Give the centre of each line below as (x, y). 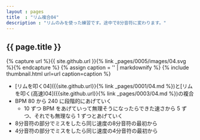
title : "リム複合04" (33, 17)
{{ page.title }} (34, 47)
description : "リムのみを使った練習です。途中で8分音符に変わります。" (86, 23)
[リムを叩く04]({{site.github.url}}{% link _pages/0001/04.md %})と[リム (104, 86)
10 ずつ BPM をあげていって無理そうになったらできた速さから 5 (102, 108)
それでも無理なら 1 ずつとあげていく (79, 116)
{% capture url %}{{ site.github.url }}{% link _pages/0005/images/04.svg (96, 61)
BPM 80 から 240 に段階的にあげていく (63, 101)
